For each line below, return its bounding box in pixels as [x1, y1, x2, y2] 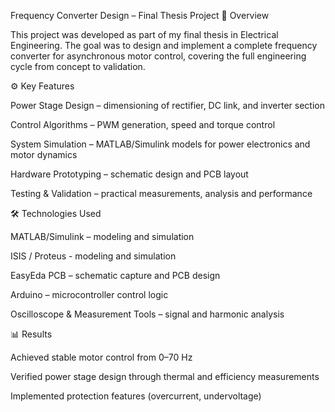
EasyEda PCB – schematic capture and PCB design [10, 270, 221, 281]
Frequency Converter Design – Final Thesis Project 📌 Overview [10, 10, 270, 21]
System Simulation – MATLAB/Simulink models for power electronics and [10, 138, 311, 150]
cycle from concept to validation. [10, 61, 146, 72]
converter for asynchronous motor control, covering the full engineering [10, 50, 307, 62]
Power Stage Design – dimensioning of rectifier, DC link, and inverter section [10, 100, 325, 111]
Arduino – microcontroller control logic [10, 289, 169, 300]
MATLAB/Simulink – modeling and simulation [10, 231, 195, 242]
